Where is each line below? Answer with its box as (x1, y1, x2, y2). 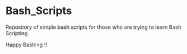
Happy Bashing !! (5, 41, 47, 48)
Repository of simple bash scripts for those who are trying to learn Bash (5, 23, 182, 31)
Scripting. (5, 29, 30, 36)
